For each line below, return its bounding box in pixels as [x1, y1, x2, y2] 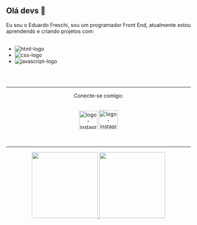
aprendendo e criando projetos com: [6, 28, 95, 35]
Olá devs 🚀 [6, 6, 46, 16]
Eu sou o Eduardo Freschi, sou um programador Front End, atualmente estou [6, 21, 191, 28]
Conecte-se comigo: [73, 92, 124, 99]
